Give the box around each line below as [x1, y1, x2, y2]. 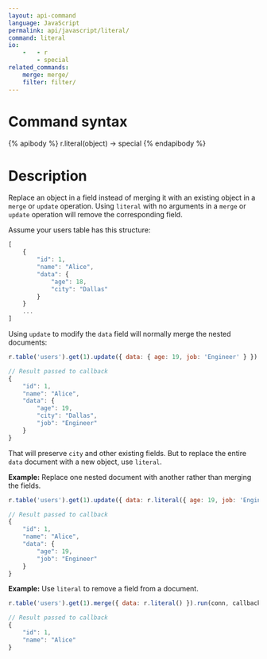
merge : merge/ [22, 71, 69, 79]
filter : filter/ [22, 78, 77, 86]
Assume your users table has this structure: [8, 225, 151, 235]
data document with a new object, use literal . [8, 457, 163, 466]
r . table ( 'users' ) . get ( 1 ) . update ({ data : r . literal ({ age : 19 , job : [8, 496, 237, 504]
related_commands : [8, 64, 69, 72]
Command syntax [8, 112, 128, 131]
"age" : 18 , [50, 278, 87, 286]
